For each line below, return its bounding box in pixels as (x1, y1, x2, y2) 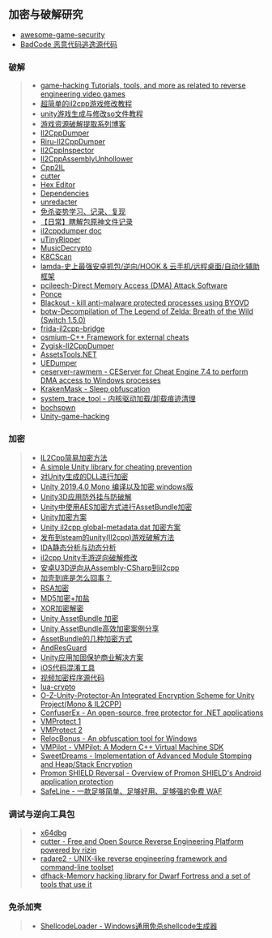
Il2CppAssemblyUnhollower (40, 154, 134, 164)
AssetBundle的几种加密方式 (40, 634, 133, 644)
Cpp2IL (40, 163, 66, 173)
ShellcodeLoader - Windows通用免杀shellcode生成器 (40, 921, 218, 931)
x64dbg (40, 828, 67, 837)
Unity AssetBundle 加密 (40, 614, 119, 623)
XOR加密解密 (40, 603, 84, 614)
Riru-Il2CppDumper (40, 137, 106, 147)
